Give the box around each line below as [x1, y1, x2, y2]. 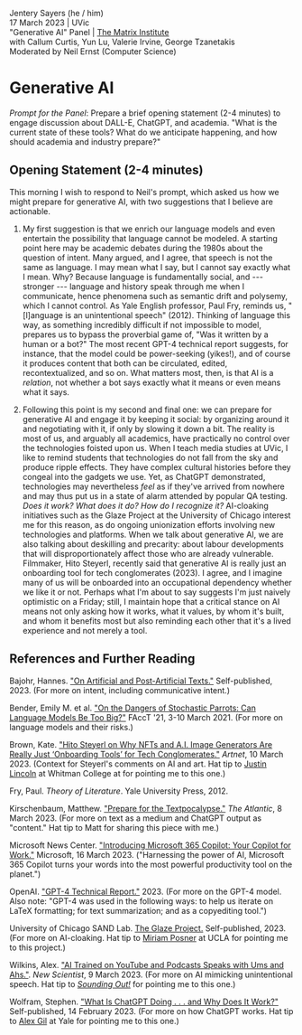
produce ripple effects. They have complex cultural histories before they [22, 461, 291, 473]
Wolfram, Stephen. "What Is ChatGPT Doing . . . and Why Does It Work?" [9, 996, 279, 1007]
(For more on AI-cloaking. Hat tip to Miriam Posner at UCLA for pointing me [9, 932, 288, 943]
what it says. [22, 386, 70, 397]
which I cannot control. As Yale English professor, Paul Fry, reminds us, [22, 300, 287, 311]
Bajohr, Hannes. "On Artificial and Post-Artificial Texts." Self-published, [9, 675, 273, 686]
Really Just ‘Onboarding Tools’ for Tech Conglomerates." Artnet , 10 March [9, 748, 284, 759]
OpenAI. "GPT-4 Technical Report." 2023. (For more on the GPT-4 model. [9, 886, 282, 897]
